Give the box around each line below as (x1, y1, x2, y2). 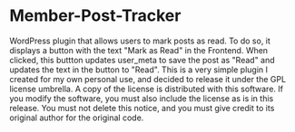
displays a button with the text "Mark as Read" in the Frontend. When (9, 44, 269, 55)
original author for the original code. (9, 112, 144, 123)
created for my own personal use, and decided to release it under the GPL (9, 73, 287, 84)
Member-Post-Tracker (9, 5, 182, 26)
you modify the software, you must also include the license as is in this (9, 92, 274, 104)
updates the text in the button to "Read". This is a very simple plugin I (9, 64, 269, 75)
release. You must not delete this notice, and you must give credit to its (9, 102, 275, 113)
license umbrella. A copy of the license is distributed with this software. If (9, 83, 284, 94)
